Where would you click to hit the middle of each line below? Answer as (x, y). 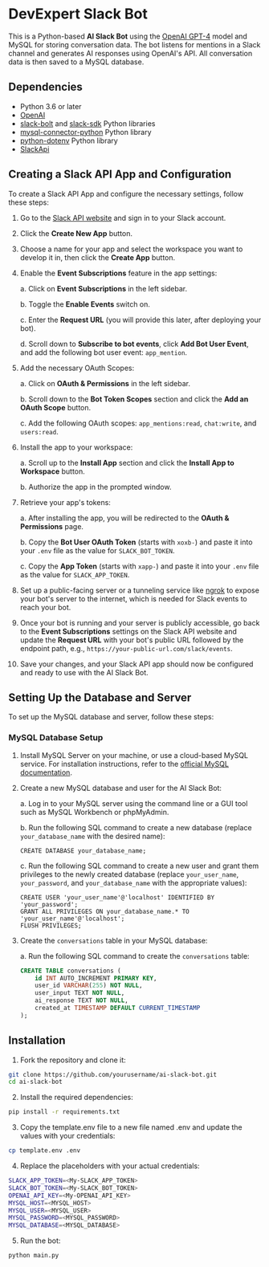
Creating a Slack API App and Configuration (120, 175)
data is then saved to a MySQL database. (76, 62)
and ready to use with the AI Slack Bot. (84, 672)
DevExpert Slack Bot (78, 14)
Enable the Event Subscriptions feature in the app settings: (118, 273)
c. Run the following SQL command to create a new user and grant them (139, 866)
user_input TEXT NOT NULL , (80, 993)
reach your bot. (45, 607)
